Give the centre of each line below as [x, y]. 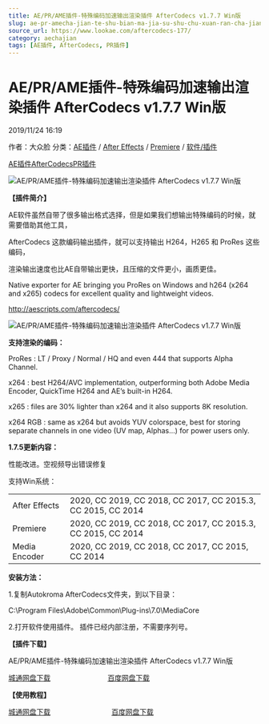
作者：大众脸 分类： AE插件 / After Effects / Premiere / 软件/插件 [113, 147]
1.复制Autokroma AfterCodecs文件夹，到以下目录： [93, 594]
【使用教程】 [29, 695]
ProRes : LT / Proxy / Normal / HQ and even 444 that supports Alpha [121, 359]
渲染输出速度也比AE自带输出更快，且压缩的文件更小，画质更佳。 [115, 269]
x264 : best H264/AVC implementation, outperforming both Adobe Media [129, 383]
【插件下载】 [29, 644]
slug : [17, 23]
